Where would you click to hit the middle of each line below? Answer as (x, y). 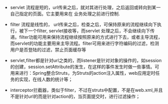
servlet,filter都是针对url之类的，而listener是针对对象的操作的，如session (86, 60)
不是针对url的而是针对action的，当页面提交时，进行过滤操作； (75, 96)
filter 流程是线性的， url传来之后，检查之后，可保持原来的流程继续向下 (83, 24)
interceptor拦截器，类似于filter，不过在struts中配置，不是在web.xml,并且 (86, 90)
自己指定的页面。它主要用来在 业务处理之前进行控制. (65, 14)
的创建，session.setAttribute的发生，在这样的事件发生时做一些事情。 (82, 67)
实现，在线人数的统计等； (46, 79)
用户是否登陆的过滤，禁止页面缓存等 (48, 50)
